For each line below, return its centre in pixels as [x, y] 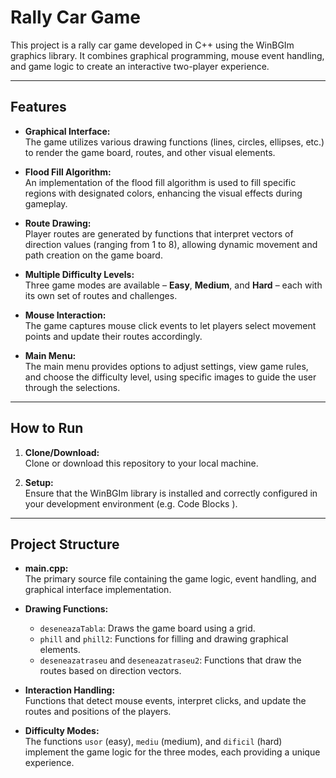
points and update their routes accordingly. [113, 336]
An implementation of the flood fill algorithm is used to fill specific [160, 182]
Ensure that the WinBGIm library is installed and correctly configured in [171, 493]
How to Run [47, 428]
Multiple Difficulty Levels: [79, 274]
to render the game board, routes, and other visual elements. [150, 152]
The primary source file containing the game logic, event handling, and [170, 579]
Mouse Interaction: [65, 315]
